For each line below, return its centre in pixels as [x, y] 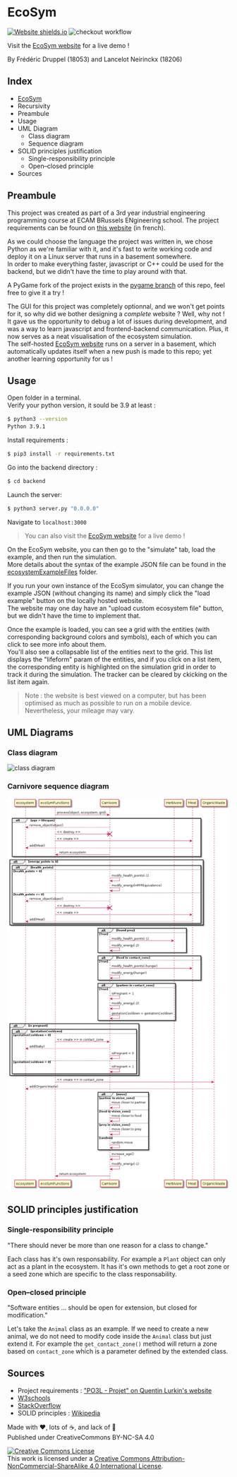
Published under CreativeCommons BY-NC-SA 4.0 [81, 1437]
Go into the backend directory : [53, 467]
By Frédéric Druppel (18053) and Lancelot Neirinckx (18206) [95, 59]
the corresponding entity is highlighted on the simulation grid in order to [112, 666]
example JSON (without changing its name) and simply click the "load [109, 593]
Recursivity [34, 106]
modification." [28, 1315]
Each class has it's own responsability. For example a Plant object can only [116, 1259]
